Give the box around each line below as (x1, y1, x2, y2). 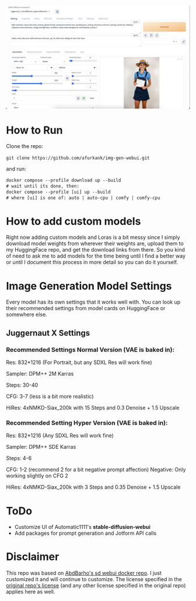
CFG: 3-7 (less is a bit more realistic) (6, 393, 94, 400)
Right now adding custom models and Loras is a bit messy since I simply (6, 234, 180, 241)
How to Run (6, 123, 63, 137)
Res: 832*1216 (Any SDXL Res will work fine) (6, 432, 114, 439)
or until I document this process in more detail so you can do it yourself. (6, 259, 178, 266)
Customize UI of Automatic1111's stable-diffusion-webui (14, 524, 150, 531)
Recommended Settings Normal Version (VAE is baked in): (6, 345, 175, 353)
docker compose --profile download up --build (6, 177, 121, 184)
